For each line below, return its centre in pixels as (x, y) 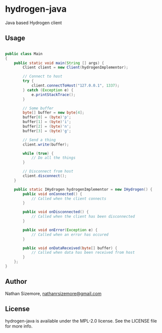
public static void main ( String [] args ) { (59, 63)
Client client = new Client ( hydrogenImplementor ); (76, 67)
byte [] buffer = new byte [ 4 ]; (54, 113)
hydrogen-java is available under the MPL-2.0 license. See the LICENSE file (81, 321)
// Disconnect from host (48, 171)
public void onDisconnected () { (56, 212)
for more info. (19, 326)
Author (16, 282)
